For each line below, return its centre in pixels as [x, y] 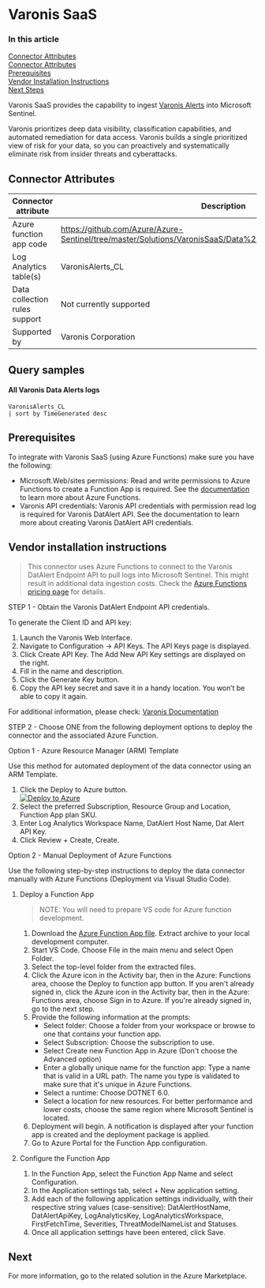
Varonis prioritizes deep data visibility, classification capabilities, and [119, 129]
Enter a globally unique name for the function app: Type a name [147, 1067]
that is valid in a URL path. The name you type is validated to [142, 1076]
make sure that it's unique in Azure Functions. [118, 1084]
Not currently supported [105, 304]
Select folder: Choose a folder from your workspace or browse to [149, 1025]
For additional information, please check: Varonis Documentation [114, 712]
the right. [34, 663]
